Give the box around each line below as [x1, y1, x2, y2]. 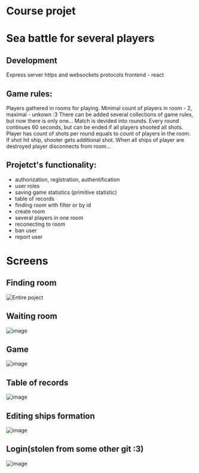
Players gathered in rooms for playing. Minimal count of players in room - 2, [6, 105, 192, 111]
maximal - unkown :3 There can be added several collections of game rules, [6, 111, 194, 118]
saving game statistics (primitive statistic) [14, 189, 118, 196]
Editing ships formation [6, 411, 96, 421]
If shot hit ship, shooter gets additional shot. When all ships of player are [6, 137, 185, 143]
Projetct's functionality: [6, 160, 97, 170]
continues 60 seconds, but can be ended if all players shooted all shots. [6, 124, 183, 131]
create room [14, 208, 45, 215]
